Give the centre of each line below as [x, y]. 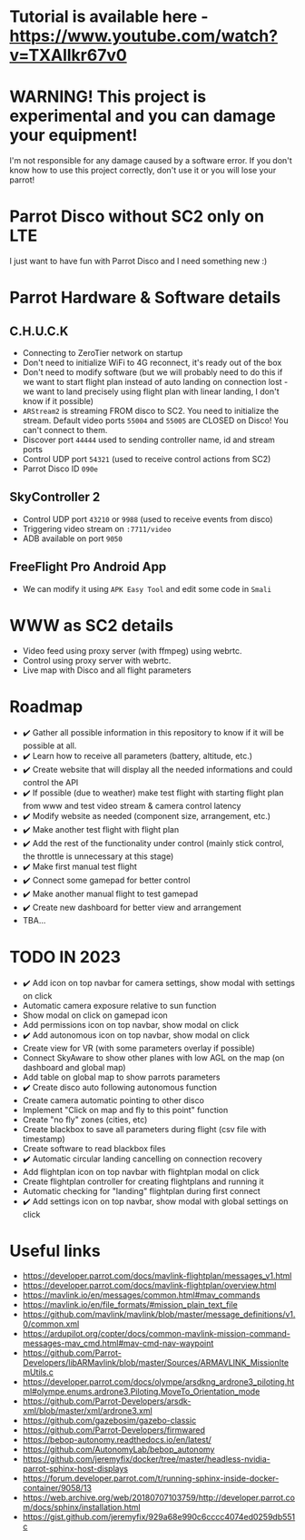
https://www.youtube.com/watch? [144, 36]
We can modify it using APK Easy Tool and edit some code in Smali [147, 588]
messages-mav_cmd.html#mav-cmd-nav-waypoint [118, 1343]
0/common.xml [51, 1324]
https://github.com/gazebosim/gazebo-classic [109, 1421]
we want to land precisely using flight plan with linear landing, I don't [151, 391]
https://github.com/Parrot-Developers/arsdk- [107, 1401]
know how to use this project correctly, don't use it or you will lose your [143, 171]
